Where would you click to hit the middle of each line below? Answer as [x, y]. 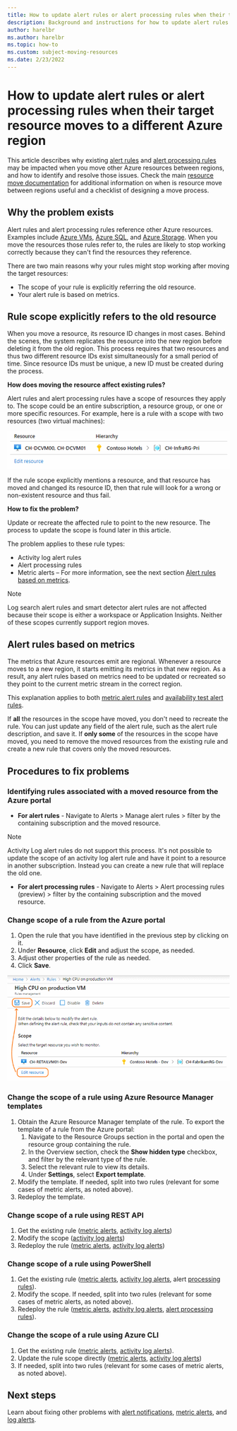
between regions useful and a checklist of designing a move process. [108, 190]
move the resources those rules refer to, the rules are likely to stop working [116, 245]
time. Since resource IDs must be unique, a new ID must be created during [115, 363]
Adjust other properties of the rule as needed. [84, 958]
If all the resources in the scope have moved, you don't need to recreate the [118, 719]
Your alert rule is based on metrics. [68, 294]
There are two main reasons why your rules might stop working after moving [119, 266]
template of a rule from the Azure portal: [76, 1129]
